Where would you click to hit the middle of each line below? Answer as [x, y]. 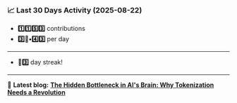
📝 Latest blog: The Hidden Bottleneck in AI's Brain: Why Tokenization [111, 85]
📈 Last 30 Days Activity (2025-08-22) [75, 10]
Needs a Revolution [36, 92]
